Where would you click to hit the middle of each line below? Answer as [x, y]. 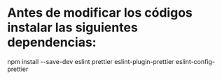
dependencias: [52, 42]
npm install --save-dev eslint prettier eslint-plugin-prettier [91, 61]
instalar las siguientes [72, 27]
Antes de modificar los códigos [100, 13]
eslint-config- [195, 61]
